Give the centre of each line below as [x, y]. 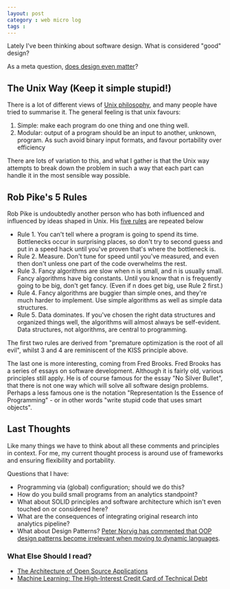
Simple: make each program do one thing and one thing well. [103, 125]
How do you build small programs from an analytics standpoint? [107, 494]
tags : [16, 26]
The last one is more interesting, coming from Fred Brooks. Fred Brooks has [114, 363]
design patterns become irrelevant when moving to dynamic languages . [119, 538]
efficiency [31, 147]
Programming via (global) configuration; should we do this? [101, 487]
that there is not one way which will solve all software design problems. [108, 385]
